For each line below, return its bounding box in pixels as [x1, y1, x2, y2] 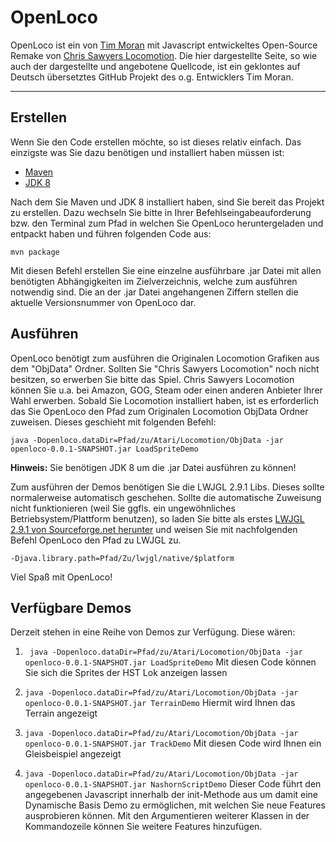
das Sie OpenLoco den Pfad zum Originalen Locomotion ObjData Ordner [10, 405, 309, 417]
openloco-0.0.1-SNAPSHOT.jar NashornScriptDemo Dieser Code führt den [24, 778, 322, 790]
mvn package [10, 247, 60, 257]
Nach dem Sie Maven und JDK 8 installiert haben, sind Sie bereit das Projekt [10, 196, 325, 208]
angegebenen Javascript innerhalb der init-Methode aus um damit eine [24, 789, 319, 801]
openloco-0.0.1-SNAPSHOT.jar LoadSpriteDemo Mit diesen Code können [24, 656, 317, 668]
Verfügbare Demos [10, 599, 132, 616]
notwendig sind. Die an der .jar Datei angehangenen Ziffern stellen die [10, 286, 299, 298]
